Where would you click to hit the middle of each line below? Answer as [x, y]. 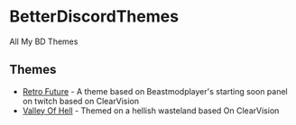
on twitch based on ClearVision [81, 101]
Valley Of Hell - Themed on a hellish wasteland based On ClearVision [151, 111]
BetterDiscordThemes [94, 17]
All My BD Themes [44, 41]
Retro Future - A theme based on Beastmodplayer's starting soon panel [155, 91]
